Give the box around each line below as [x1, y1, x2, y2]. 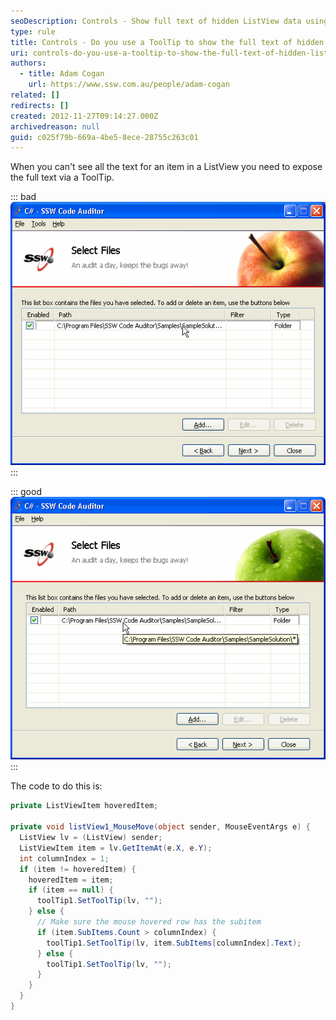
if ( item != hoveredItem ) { [19, 864, 137, 874]
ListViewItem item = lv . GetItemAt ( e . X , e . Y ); [19, 843, 213, 853]
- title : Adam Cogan [19, 69, 105, 79]
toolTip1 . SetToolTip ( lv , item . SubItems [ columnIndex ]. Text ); [46, 938, 302, 948]
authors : [10, 58, 47, 69]
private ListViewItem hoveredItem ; [10, 801, 159, 811]
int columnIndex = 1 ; [19, 853, 110, 864]
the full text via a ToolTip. [10, 171, 115, 184]
